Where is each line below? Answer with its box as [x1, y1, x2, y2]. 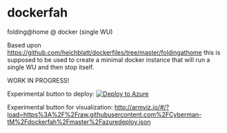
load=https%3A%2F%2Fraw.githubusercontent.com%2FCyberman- [7, 110, 202, 119]
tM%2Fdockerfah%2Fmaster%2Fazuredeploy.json [7, 117, 151, 125]
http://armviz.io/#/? [114, 103, 170, 111]
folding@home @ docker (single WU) [7, 28, 113, 36]
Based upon [7, 41, 41, 49]
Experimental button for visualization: [7, 103, 113, 111]
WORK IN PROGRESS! [7, 76, 70, 84]
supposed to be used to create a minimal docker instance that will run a [7, 55, 210, 63]
